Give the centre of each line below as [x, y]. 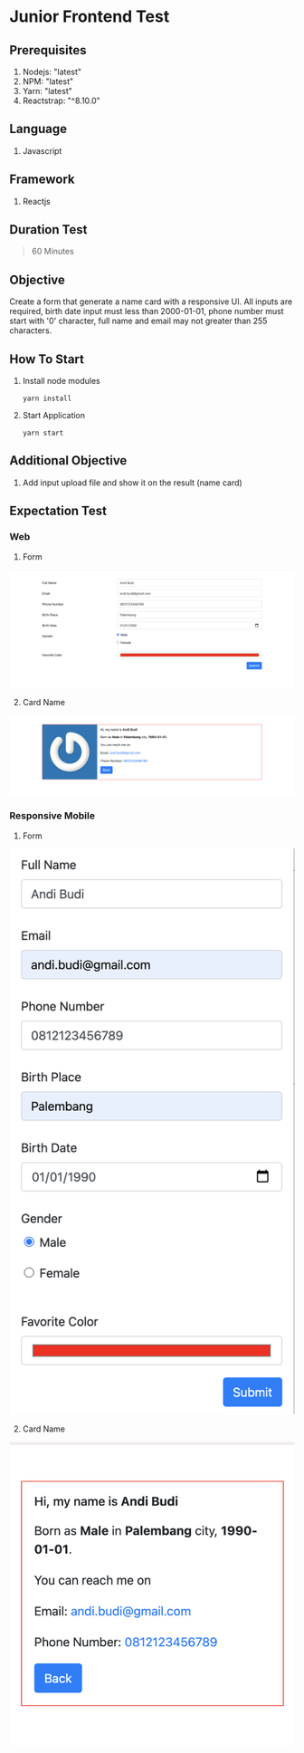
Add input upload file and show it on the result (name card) [132, 483]
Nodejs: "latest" [52, 72]
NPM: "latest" [48, 81]
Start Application [54, 416]
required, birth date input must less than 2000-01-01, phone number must [147, 311]
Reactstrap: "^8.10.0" [62, 101]
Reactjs [37, 201]
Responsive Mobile [52, 816]
